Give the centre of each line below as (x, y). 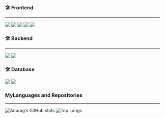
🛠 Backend (19, 38)
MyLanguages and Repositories (44, 95)
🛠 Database (20, 69)
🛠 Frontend (19, 7)
